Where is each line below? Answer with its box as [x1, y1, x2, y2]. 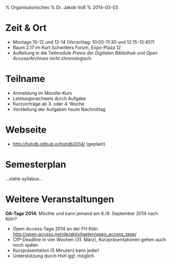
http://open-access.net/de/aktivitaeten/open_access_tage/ [12, 231, 137, 237]
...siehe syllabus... [5, 175, 43, 181]
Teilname [5, 73, 45, 85]
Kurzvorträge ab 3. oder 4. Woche [12, 100, 85, 107]
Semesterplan [5, 159, 66, 170]
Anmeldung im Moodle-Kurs [12, 90, 72, 96]
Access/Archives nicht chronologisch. [12, 55, 93, 61]
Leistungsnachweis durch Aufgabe [12, 95, 86, 101]
